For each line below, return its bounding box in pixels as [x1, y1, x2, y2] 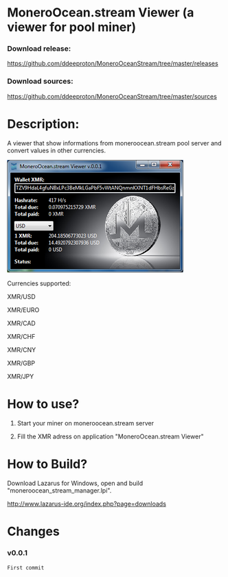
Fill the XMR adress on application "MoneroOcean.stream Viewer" [16, 432, 204, 440]
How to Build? [7, 456, 88, 471]
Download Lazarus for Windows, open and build [7, 479, 144, 487]
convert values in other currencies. [7, 146, 106, 154]
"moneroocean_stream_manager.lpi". [7, 486, 112, 495]
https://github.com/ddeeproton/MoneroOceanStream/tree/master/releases [7, 60, 218, 68]
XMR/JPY [7, 372, 34, 380]
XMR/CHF [7, 332, 36, 340]
